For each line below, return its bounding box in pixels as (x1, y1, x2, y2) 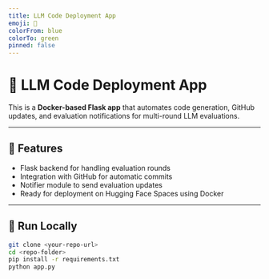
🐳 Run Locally (8, 220, 78, 233)
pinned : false (8, 42, 56, 50)
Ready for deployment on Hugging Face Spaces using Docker (19, 188, 224, 198)
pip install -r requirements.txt (8, 256, 120, 264)
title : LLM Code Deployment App (8, 11, 116, 20)
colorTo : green (8, 34, 59, 42)
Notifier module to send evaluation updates (19, 180, 163, 189)
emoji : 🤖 (8, 19, 38, 27)
